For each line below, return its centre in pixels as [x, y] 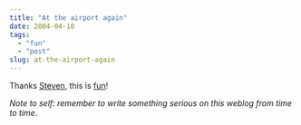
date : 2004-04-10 [42, 26]
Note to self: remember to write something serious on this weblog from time [151, 103]
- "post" [34, 52]
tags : [19, 34]
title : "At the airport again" [68, 18]
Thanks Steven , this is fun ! [59, 86]
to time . [24, 113]
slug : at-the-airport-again [63, 60]
